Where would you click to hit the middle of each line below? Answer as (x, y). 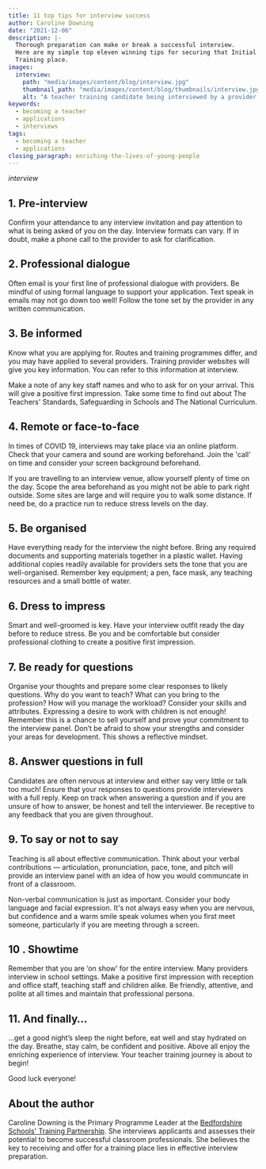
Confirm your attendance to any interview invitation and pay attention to (125, 222)
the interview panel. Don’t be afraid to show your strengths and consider (127, 728)
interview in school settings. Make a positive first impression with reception (131, 977)
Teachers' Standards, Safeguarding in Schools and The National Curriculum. (133, 402)
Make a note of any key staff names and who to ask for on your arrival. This (131, 385)
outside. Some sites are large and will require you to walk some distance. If (130, 495)
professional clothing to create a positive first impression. (102, 642)
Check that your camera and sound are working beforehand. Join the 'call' (129, 454)
